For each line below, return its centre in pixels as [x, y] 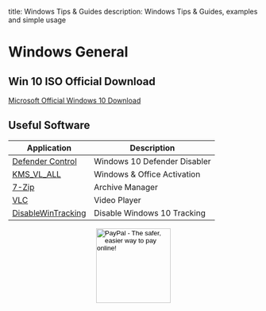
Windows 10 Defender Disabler [153, 161]
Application [49, 148]
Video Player [118, 200]
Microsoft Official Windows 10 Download [75, 100]
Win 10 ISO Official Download [82, 82]
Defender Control [44, 161]
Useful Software [49, 125]
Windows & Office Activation [147, 174]
